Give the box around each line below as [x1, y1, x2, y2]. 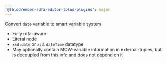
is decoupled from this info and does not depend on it [12, 52, 123, 58]
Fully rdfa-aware [12, 30, 46, 36]
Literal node [12, 36, 37, 42]
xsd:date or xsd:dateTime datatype [12, 41, 84, 47]
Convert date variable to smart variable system [5, 21, 101, 27]
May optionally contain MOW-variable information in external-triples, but [12, 46, 162, 52]
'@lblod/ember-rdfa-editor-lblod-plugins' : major [5, 7, 111, 12]
